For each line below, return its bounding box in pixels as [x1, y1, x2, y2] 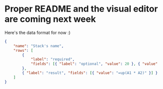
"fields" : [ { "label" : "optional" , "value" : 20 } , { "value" [30, 61, 158, 66]
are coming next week [4, 14, 96, 25]
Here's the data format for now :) [4, 30, 71, 35]
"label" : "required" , [30, 57, 75, 62]
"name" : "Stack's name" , [13, 44, 64, 48]
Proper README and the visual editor [4, 3, 158, 15]
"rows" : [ [13, 48, 34, 53]
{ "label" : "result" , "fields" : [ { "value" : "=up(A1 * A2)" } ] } [22, 71, 158, 75]
